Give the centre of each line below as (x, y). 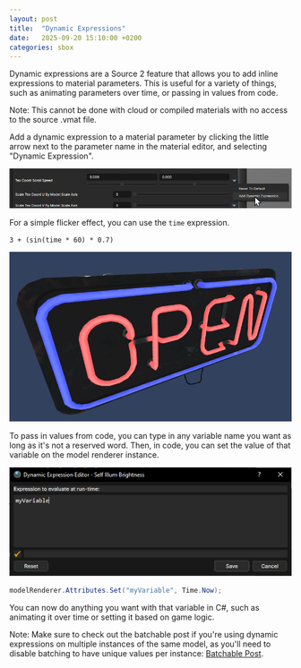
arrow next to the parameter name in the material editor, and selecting (138, 147)
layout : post (34, 19)
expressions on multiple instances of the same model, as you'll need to (140, 644)
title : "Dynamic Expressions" (68, 28)
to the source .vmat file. (53, 120)
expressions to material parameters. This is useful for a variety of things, (143, 83)
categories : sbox (42, 47)
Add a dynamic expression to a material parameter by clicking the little (139, 137)
